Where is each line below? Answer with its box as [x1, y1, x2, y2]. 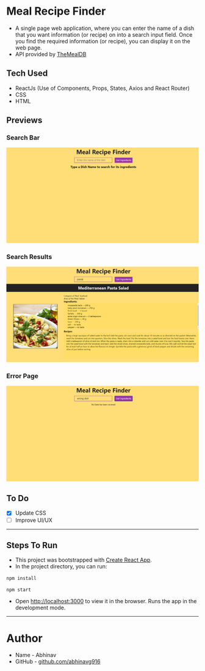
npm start [6, 587, 32, 593]
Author [6, 631, 43, 645]
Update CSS [15, 509, 46, 517]
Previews [6, 115, 43, 126]
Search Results [6, 252, 52, 261]
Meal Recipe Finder [6, 4, 106, 18]
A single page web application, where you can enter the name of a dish [15, 24, 195, 32]
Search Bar [6, 133, 40, 142]
